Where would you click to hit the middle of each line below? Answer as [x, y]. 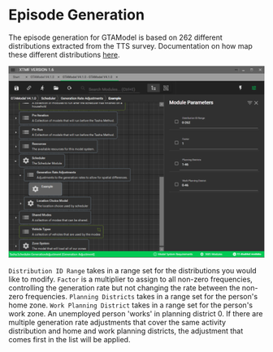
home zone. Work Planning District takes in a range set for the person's [131, 305]
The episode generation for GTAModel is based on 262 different [116, 37]
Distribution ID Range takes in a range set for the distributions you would [133, 270]
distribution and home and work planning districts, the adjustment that [126, 331]
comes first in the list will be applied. [69, 339]
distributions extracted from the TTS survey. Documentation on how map [131, 45]
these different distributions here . [64, 54]
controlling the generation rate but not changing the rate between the [124, 288]
